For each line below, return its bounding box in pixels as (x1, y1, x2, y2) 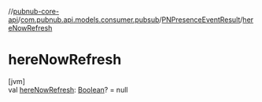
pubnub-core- (13, 7, 60, 16)
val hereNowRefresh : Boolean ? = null (8, 85, 128, 94)
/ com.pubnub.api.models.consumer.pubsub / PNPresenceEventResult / (17, 15, 243, 24)
